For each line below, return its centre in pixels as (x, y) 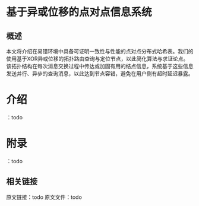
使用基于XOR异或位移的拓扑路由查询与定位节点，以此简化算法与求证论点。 (97, 59)
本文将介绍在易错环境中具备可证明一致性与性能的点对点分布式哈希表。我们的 (100, 51)
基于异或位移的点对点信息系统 (79, 12)
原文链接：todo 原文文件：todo (44, 197)
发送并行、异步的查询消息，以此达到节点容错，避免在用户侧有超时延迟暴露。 (100, 74)
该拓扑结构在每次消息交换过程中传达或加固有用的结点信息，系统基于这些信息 (100, 66)
